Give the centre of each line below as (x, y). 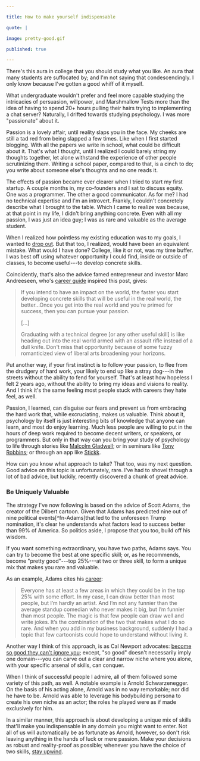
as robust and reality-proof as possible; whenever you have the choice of (96, 745)
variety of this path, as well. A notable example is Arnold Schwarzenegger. (97, 683)
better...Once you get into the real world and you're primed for (97, 305)
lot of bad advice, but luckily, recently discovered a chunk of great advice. (97, 476)
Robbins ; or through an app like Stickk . (54, 453)
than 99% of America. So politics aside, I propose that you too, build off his (98, 530)
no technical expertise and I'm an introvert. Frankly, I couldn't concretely (95, 201)
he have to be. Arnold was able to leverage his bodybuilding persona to (94, 695)
